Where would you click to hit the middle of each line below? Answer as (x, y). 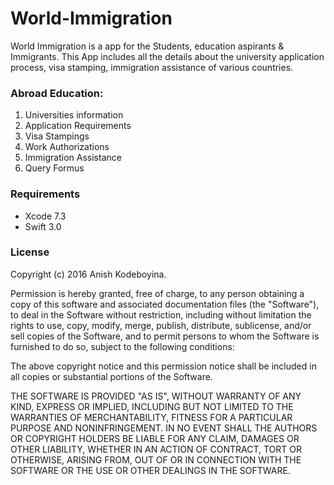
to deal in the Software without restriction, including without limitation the (161, 314)
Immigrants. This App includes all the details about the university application (167, 56)
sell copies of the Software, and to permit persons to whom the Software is (165, 336)
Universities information (74, 115)
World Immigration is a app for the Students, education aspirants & (147, 46)
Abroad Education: (57, 93)
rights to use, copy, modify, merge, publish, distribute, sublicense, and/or (161, 325)
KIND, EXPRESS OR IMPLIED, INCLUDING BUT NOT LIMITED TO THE (152, 406)
